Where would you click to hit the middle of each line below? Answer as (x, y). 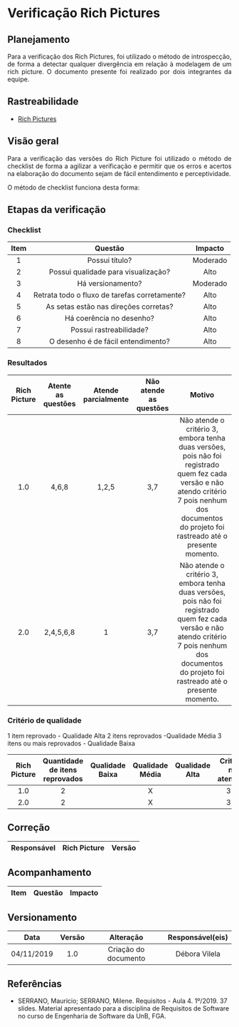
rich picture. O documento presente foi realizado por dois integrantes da (119, 72)
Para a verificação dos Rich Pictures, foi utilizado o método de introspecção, (119, 56)
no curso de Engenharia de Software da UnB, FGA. (92, 1016)
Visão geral (33, 141)
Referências (35, 984)
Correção (29, 828)
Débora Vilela (198, 954)
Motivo (202, 395)
